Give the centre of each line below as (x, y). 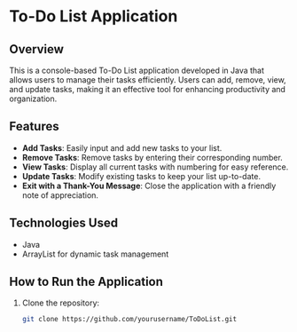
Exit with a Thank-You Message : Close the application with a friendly (149, 186)
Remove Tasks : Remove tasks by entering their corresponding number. (152, 157)
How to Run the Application (86, 282)
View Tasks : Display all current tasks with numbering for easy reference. (155, 167)
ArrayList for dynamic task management (95, 254)
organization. (33, 99)
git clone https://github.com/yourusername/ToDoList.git (129, 320)
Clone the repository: (61, 303)
